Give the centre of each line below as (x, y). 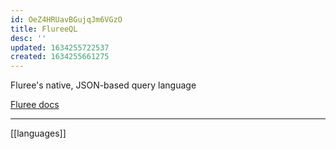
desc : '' (28, 38)
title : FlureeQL (44, 29)
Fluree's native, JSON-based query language (103, 85)
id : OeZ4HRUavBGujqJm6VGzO (66, 19)
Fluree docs (35, 105)
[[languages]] (38, 133)
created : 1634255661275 (60, 57)
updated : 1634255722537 (60, 47)
